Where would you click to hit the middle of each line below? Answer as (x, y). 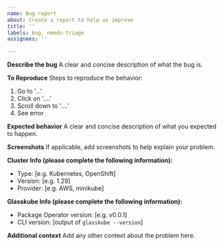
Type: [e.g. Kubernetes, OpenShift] (66, 174)
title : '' (21, 26)
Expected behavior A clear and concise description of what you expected (112, 126)
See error (31, 113)
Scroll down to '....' (43, 106)
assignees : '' (27, 39)
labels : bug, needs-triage (46, 33)
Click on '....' (34, 99)
